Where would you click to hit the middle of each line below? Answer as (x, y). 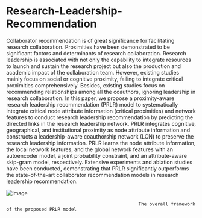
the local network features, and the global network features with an (90, 149)
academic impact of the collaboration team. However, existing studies (93, 72)
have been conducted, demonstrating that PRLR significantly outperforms (98, 168)
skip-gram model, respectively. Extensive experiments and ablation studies (99, 162)
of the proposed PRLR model (42, 209)
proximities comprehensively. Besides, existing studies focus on (86, 85)
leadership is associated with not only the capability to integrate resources (99, 60)
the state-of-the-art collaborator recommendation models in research (93, 175)
